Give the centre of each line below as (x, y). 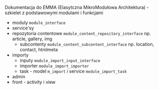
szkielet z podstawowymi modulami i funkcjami (54, 13)
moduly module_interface (39, 23)
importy (20, 55)
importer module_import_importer (54, 66)
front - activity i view (34, 82)
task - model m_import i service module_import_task (73, 71)
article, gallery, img (32, 39)
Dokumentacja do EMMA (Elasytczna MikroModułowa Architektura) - (77, 7)
